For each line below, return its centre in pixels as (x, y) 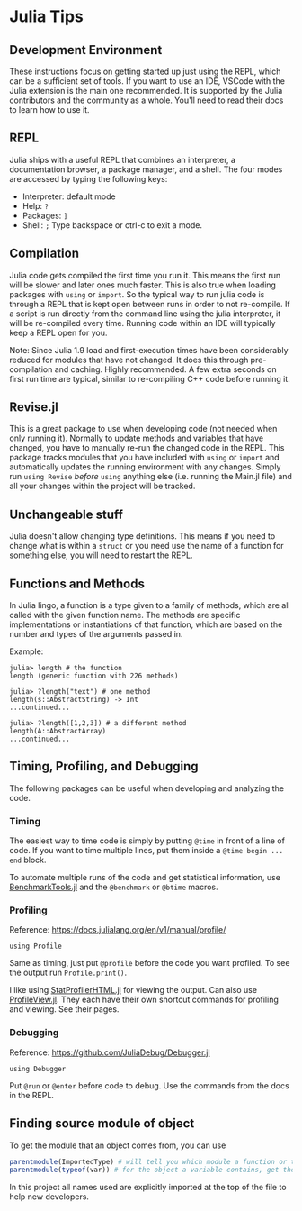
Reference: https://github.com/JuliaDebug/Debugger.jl (110, 1052)
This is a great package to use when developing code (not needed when (143, 429)
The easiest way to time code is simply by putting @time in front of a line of (147, 841)
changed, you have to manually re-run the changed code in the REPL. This (147, 448)
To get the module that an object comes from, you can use (118, 1145)
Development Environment (86, 50)
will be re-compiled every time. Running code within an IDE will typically (142, 323)
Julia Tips (46, 17)
